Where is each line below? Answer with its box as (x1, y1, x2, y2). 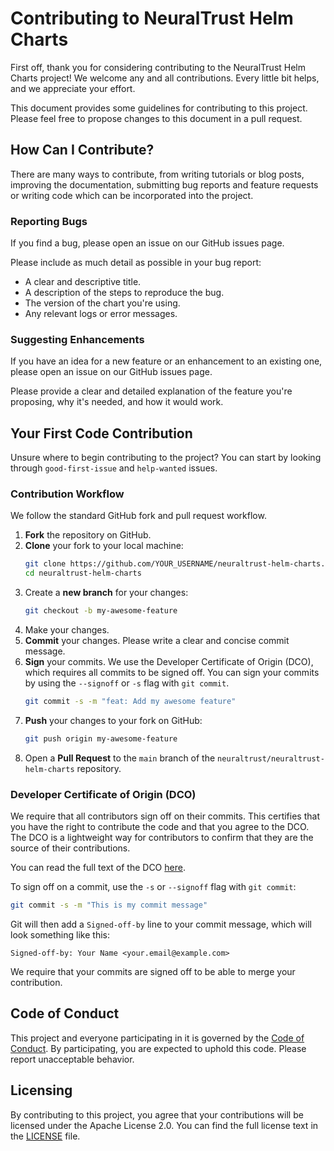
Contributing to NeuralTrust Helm (10, 7, 294, 30)
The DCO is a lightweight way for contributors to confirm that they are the (10, 832, 314, 844)
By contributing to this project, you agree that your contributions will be (10, 1108, 304, 1121)
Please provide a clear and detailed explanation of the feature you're (10, 385, 293, 397)
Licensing (10, 1082, 73, 1099)
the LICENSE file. (10, 1130, 81, 1142)
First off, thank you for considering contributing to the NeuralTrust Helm (10, 61, 307, 73)
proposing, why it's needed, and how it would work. (10, 396, 224, 408)
